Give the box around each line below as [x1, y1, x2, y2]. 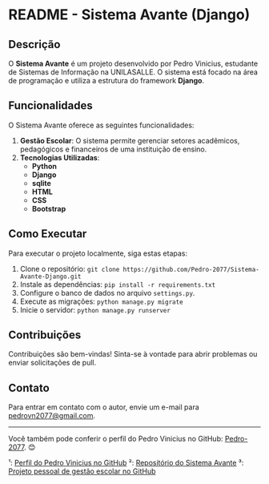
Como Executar [8, 227, 87, 241]
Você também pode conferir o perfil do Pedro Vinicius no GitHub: [8, 434, 223, 444]
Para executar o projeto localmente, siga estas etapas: [8, 248, 188, 258]
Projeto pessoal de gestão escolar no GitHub [8, 466, 156, 476]
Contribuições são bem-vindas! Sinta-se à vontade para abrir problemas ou [8, 349, 258, 359]
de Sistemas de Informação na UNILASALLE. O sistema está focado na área [8, 67, 259, 77]
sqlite [31, 178, 52, 188]
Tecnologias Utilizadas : [19, 152, 100, 162]
